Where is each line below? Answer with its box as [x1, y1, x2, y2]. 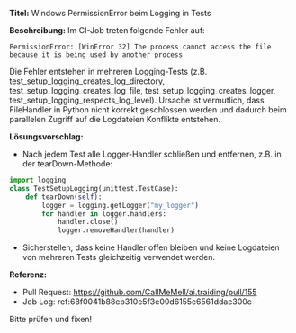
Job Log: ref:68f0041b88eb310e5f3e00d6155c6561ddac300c [22, 296, 252, 307]
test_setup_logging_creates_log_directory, [9, 76, 165, 86]
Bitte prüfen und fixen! [9, 314, 93, 325]
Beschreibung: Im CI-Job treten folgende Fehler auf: [9, 25, 205, 35]
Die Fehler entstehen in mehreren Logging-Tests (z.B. [9, 67, 208, 76]
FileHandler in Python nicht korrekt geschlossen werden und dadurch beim [9, 104, 287, 115]
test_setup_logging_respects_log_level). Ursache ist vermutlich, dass [9, 94, 265, 105]
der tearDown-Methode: [22, 158, 113, 169]
